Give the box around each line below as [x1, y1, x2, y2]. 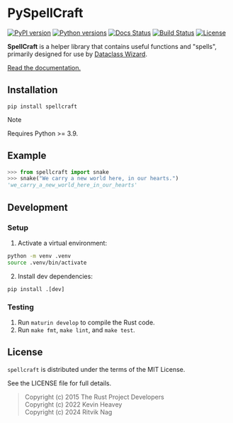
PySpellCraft [7, 5, 84, 21]
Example [7, 150, 47, 162]
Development [7, 201, 69, 214]
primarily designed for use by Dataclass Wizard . [7, 50, 147, 58]
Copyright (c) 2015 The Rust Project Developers [24, 392, 164, 401]
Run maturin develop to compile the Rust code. [17, 318, 155, 326]
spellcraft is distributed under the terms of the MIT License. [7, 365, 186, 373]
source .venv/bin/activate [7, 259, 87, 266]
